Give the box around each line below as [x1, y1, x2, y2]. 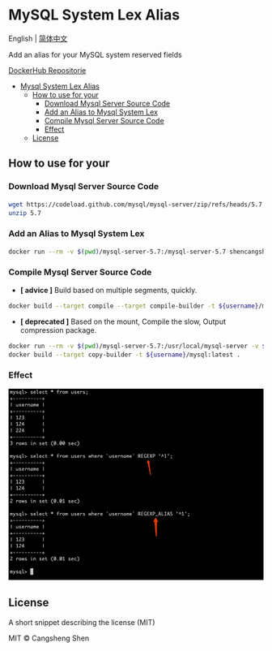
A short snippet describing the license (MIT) [8, 617, 155, 627]
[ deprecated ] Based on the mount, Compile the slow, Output [19, 317, 227, 326]
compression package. [19, 325, 97, 334]
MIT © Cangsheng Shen [8, 633, 90, 643]
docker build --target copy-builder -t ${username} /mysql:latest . [8, 351, 241, 359]
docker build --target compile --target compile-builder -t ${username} [8, 302, 259, 310]
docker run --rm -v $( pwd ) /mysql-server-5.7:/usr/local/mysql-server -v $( [8, 342, 270, 350]
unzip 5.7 [8, 209, 42, 217]
